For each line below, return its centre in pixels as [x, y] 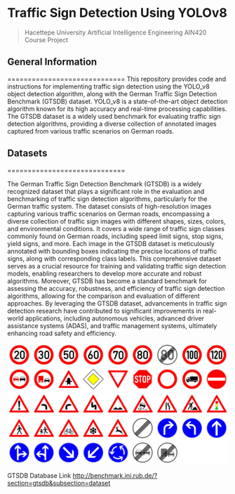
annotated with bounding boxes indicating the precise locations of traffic [112, 251]
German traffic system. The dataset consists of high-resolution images [109, 206]
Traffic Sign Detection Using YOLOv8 [117, 13]
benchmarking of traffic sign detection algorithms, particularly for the [107, 199]
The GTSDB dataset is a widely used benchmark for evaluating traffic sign [114, 116]
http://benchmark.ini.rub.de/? [115, 475]
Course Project [46, 39]
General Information [52, 62]
